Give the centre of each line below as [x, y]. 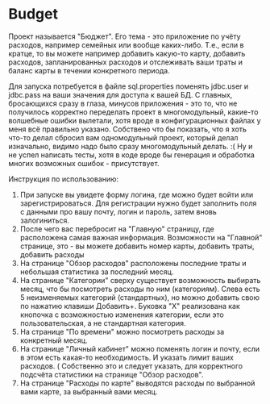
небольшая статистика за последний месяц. [97, 272]
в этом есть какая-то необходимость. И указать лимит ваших [127, 357]
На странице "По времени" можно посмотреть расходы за [122, 331]
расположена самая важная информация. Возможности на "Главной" [141, 237]
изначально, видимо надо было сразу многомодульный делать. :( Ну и [131, 146]
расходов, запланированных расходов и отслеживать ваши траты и [126, 62]
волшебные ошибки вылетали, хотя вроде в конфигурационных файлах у [135, 120]
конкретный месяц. [54, 340]
